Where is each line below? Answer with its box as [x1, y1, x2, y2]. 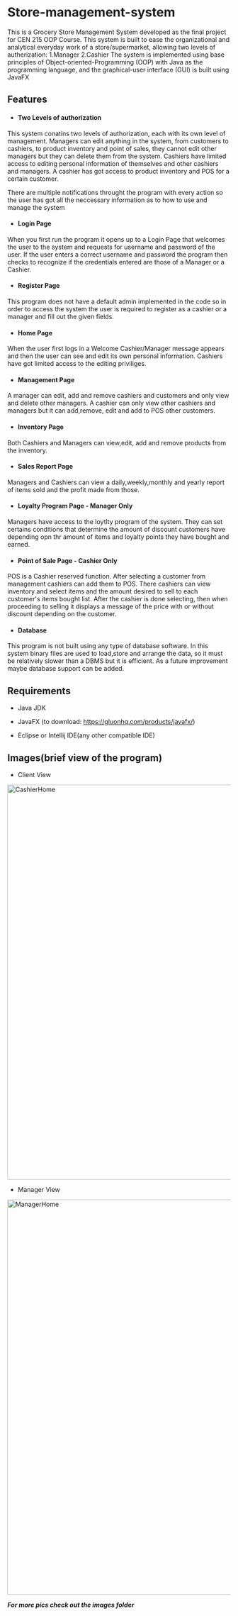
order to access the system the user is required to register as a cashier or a [7, 304, 227, 313]
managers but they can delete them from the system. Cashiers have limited [7, 152, 227, 160]
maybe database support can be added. [7, 664, 125, 673]
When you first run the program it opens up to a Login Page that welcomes [7, 235, 225, 243]
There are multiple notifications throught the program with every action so [7, 188, 223, 196]
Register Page [17, 282, 60, 290]
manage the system [7, 203, 65, 211]
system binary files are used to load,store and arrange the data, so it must [7, 650, 223, 658]
